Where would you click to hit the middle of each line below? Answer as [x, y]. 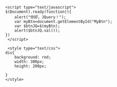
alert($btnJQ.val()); [37, 31]
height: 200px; [31, 66]
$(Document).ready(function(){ [38, 12]
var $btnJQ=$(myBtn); [37, 26]
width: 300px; [29, 62]
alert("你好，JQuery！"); [40, 17]
